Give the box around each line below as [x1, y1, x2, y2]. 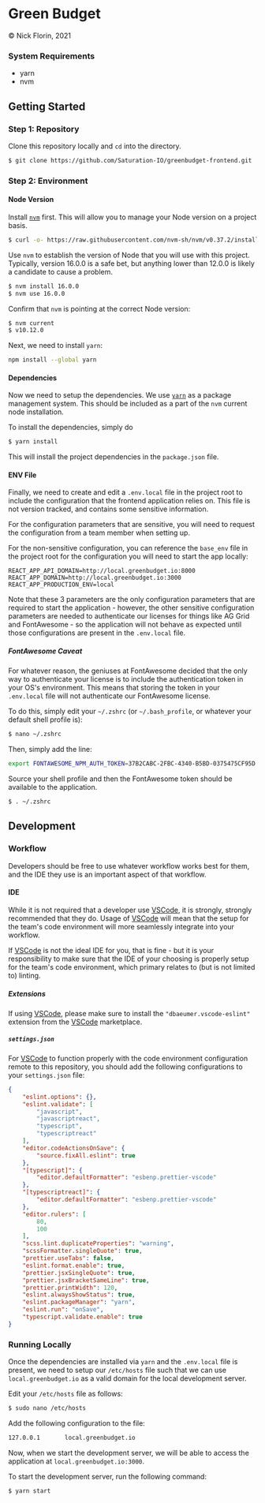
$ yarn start [8, 1486, 51, 1495]
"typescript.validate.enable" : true [22, 1313, 144, 1321]
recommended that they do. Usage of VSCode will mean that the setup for [8, 913, 250, 923]
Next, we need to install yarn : [8, 341, 103, 350]
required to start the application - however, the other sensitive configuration [8, 603, 255, 612]
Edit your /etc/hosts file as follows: [8, 1389, 124, 1399]
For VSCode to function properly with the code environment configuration [8, 1053, 248, 1063]
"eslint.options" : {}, [22, 1093, 97, 1101]
